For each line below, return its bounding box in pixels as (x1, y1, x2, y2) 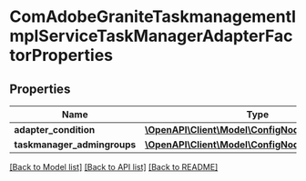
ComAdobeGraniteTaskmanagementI (9, 6, 297, 27)
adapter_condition (14, 124, 96, 136)
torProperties (9, 45, 114, 65)
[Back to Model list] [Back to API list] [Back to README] (9, 162, 219, 172)
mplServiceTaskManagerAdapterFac (9, 25, 293, 46)
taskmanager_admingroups (14, 138, 137, 151)
